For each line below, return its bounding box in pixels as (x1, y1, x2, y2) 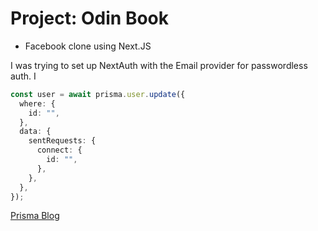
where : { (19, 98, 56, 109)
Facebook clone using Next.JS (24, 40, 152, 52)
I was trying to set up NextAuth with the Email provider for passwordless (10, 59, 308, 71)
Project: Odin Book (10, 7, 169, 30)
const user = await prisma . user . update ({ (10, 89, 186, 99)
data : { (19, 127, 52, 137)
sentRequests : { (28, 136, 97, 146)
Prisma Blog (10, 210, 60, 222)
